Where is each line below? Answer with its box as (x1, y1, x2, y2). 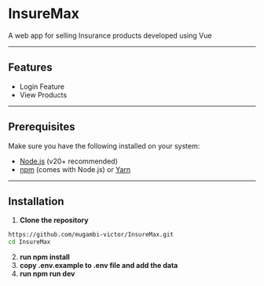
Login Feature (19, 82, 65, 91)
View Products (19, 90, 68, 99)
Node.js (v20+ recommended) (19, 156, 118, 166)
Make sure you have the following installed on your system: (8, 141, 200, 150)
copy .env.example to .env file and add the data (19, 261, 178, 270)
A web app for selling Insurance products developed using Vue (8, 31, 212, 40)
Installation (8, 194, 64, 208)
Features (8, 60, 53, 75)
